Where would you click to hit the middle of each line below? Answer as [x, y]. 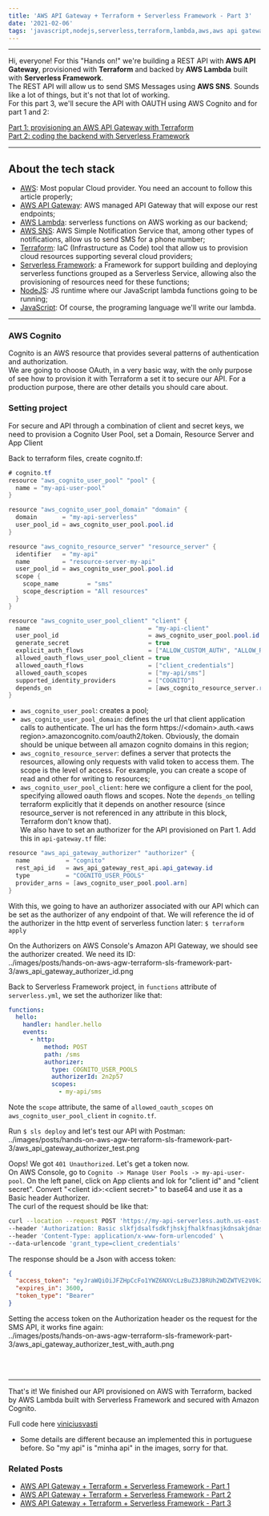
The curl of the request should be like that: [78, 1206]
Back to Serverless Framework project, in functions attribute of [113, 987]
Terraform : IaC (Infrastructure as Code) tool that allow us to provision [134, 248]
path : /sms [62, 1054]
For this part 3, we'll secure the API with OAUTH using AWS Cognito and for [133, 103]
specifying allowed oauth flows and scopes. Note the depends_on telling [137, 796]
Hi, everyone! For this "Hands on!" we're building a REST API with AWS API [132, 61]
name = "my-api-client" [112, 628]
